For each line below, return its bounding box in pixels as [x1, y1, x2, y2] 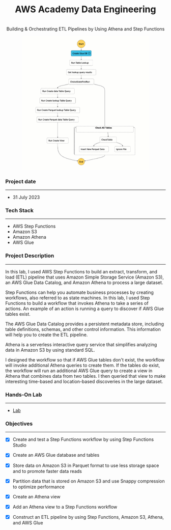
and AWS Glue [12, 519, 43, 525]
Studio [12, 442, 26, 449]
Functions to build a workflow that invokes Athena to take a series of [5, 300, 149, 306]
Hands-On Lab [5, 391, 42, 398]
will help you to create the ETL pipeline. [5, 331, 88, 338]
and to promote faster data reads [12, 468, 82, 474]
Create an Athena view [12, 493, 61, 499]
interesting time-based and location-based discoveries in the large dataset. [5, 378, 163, 384]
